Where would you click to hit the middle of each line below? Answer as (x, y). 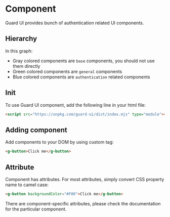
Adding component (36, 130)
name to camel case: (27, 185)
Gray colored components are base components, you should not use (84, 61)
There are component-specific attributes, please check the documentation (83, 203)
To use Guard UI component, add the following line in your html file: (75, 105)
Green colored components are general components (67, 71)
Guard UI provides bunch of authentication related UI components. (75, 23)
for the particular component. (36, 209)
